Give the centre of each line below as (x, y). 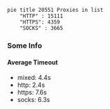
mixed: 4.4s (34, 78)
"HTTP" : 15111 (42, 16)
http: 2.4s (31, 85)
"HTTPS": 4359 (40, 22)
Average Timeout (33, 62)
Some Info (25, 45)
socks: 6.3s (34, 100)
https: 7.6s (32, 92)
